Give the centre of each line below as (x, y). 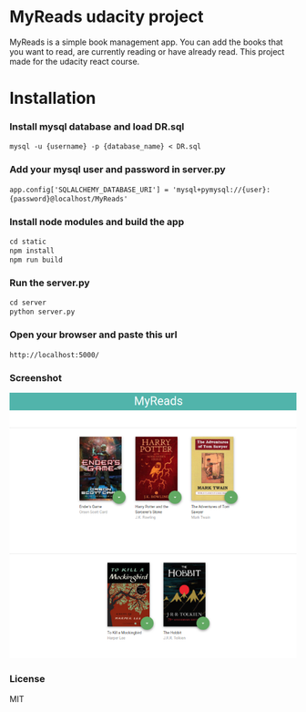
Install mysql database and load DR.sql (97, 127)
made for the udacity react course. (75, 61)
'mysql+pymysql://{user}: (222, 190)
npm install (32, 251)
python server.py (42, 312)
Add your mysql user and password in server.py (117, 170)
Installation (53, 98)
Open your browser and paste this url (93, 335)
